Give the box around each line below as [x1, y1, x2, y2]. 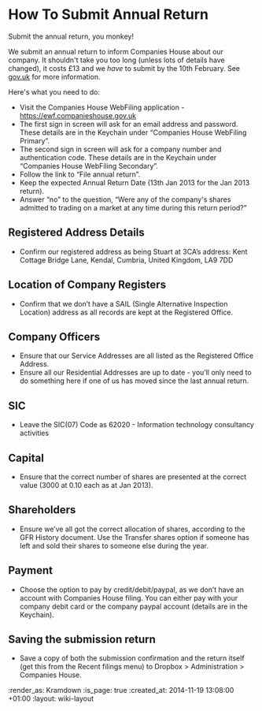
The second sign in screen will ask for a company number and [19, 144, 222, 154]
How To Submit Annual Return [8, 6, 209, 24]
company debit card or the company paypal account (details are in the [19, 601, 248, 611]
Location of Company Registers [8, 278, 167, 292]
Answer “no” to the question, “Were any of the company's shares [19, 195, 231, 204]
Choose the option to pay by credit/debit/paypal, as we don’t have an [19, 585, 244, 594]
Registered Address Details [8, 226, 146, 240]
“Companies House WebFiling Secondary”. [19, 161, 159, 170]
